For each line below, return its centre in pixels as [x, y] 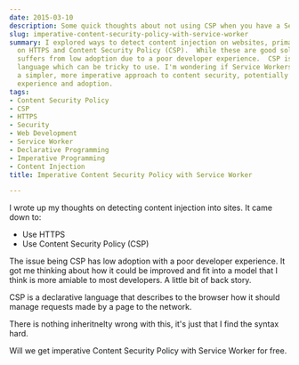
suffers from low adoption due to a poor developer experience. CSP [149, 59]
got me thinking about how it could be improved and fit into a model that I [144, 271]
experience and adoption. [65, 84]
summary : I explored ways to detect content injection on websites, [139, 42]
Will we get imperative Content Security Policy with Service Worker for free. [148, 351]
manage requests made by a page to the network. [101, 307]
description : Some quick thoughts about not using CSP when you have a [145, 26]
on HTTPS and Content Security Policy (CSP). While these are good [147, 51]
